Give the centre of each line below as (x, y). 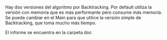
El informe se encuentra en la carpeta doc (48, 32)
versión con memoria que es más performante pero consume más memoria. (84, 12)
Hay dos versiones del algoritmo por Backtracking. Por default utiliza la (78, 7)
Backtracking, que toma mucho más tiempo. (51, 23)
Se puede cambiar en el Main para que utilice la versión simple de (73, 18)
